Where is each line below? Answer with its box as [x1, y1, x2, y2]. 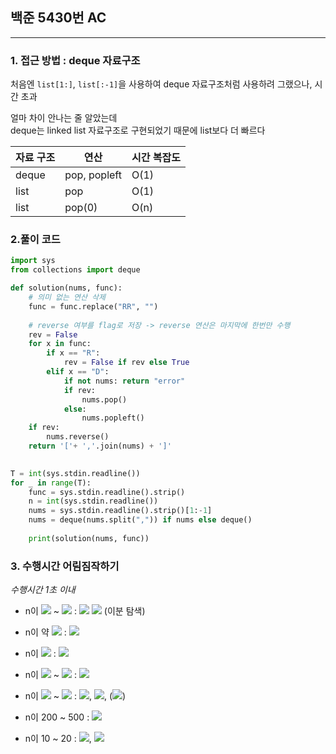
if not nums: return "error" [63, 376, 186, 386]
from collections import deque [10, 265, 141, 275]
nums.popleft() [81, 413, 145, 423]
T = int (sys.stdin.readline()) [10, 468, 141, 478]
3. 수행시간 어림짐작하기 [10, 559, 120, 573]
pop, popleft [64, 168, 122, 182]
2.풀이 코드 [10, 233, 61, 247]
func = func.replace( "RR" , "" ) [28, 301, 159, 312]
